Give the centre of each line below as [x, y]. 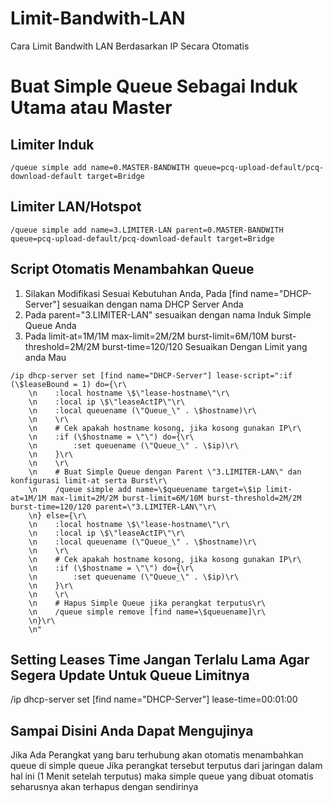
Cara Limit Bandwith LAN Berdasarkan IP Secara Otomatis [130, 46]
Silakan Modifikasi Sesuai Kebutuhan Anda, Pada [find [136, 293]
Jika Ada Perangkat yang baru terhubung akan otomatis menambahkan [157, 755]
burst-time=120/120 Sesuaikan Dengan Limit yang [204, 346]
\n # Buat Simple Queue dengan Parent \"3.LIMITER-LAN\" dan [165, 472]
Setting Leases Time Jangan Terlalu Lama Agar [160, 659]
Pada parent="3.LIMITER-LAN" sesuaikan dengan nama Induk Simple [168, 314]
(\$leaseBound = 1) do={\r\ [69, 384]
